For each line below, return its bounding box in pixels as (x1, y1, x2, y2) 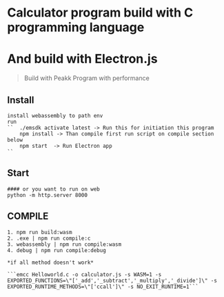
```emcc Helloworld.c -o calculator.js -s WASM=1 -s (7, 271, 162, 278)
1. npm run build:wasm (7, 229, 72, 236)
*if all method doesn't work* (7, 259, 94, 266)
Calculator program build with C (7, 5, 194, 21)
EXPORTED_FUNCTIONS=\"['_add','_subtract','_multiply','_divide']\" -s (7, 277, 217, 284)
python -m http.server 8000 (7, 191, 88, 198)
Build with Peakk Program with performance (23, 74, 150, 82)
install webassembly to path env (7, 112, 103, 119)
